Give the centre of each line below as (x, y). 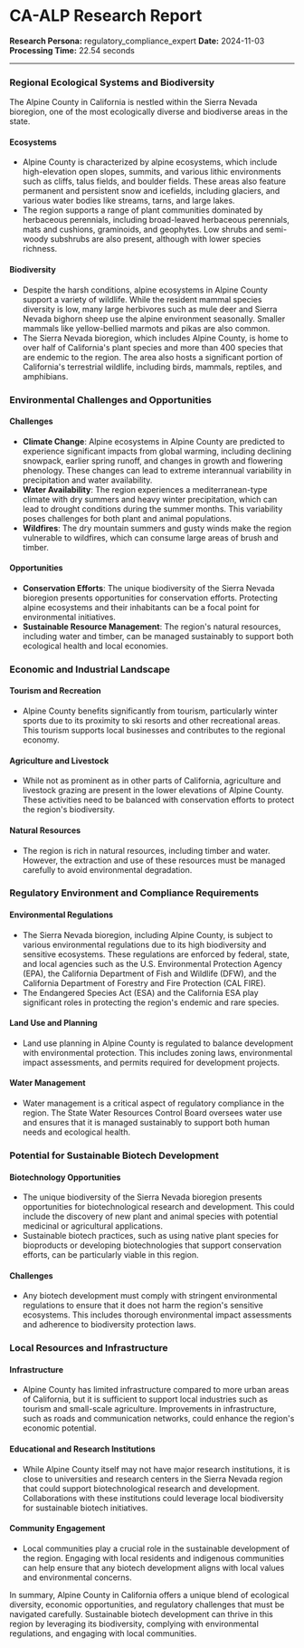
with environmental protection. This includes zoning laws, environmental (157, 1052)
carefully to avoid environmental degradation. (107, 869)
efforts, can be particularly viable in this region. (110, 1255)
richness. (40, 249)
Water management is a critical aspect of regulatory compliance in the (153, 1103)
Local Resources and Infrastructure (89, 1348)
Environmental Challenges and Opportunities (111, 399)
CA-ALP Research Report (106, 16)
